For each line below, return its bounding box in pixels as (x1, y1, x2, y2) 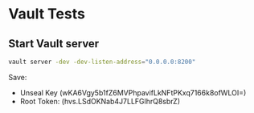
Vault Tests (8, 5, 86, 23)
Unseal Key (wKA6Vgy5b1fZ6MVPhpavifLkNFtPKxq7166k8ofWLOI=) (19, 87, 247, 97)
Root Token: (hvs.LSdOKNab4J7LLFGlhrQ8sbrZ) (19, 96, 181, 106)
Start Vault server (8, 37, 100, 50)
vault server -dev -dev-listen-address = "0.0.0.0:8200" (8, 58, 196, 66)
